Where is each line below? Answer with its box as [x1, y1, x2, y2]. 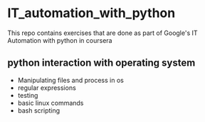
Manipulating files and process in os [17, 76, 125, 84]
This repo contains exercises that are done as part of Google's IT [7, 29, 198, 37]
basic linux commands [17, 98, 84, 107]
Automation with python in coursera [7, 36, 112, 44]
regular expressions [17, 83, 76, 92]
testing [17, 91, 38, 99]
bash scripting [17, 106, 61, 115]
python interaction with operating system [7, 57, 196, 69]
